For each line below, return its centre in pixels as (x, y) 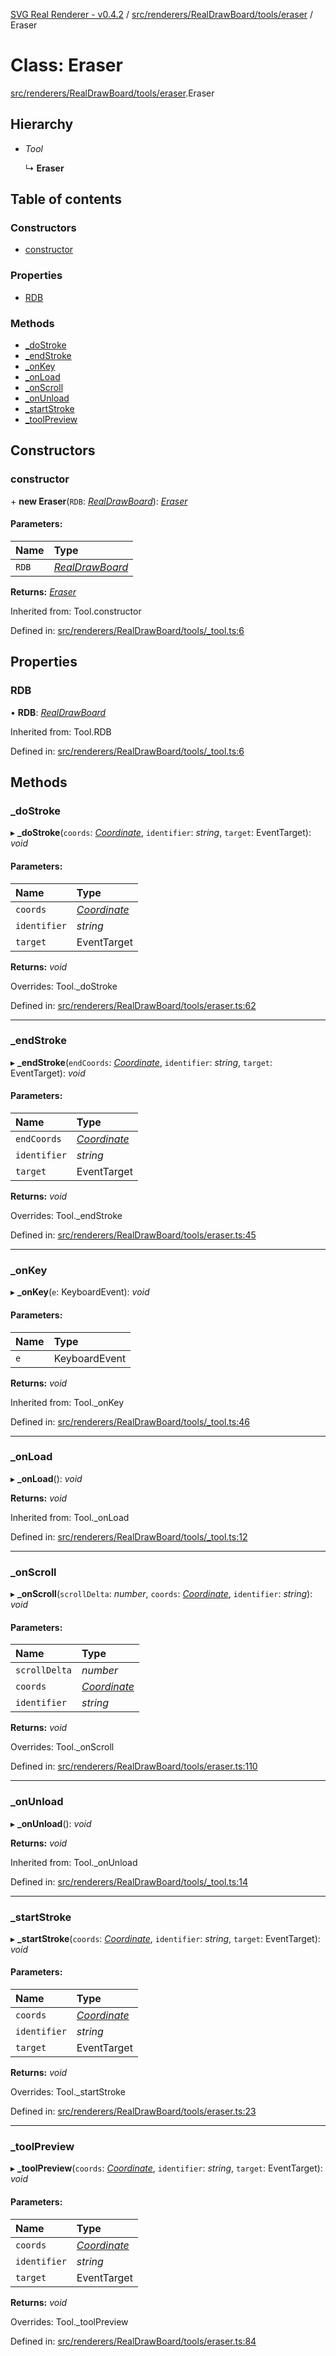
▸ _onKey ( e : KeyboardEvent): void (80, 1292)
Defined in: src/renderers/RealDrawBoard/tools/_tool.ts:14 (129, 1881)
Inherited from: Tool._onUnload (74, 1862)
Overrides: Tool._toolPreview (69, 2321)
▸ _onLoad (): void (46, 1478)
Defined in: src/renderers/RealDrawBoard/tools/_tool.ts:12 (129, 1536)
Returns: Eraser (43, 591)
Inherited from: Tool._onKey (67, 1402)
